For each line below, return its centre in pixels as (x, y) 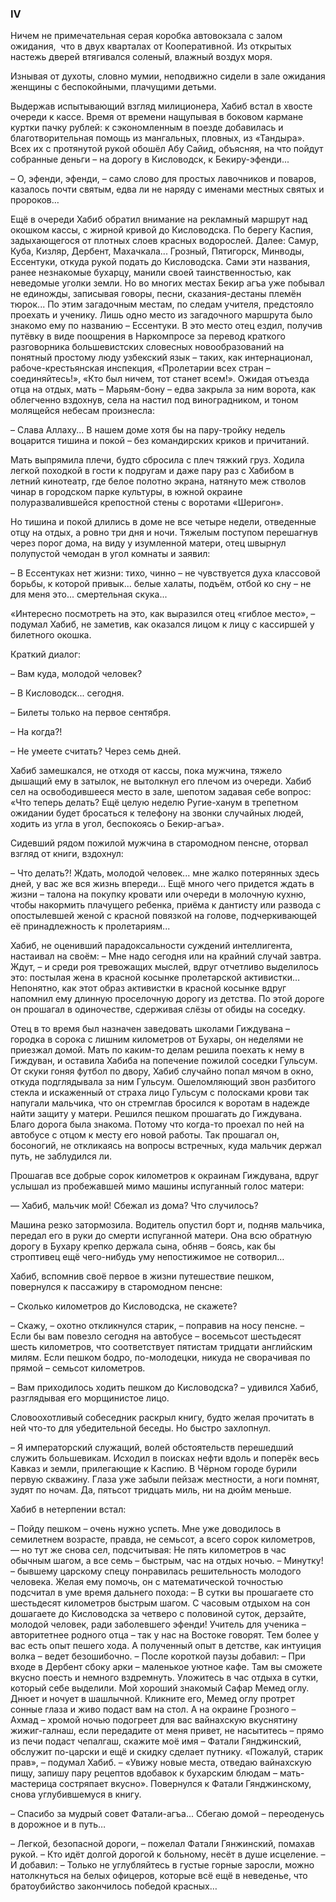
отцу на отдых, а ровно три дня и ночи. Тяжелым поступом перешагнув (164, 533)
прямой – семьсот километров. (78, 1368)
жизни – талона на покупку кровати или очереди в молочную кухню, (158, 894)
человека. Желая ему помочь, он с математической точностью (147, 1582)
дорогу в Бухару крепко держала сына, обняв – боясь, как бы (143, 1246)
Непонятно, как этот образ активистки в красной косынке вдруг (148, 988)
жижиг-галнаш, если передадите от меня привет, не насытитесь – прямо (167, 1731)
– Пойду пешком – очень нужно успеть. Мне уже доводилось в (146, 1529)
